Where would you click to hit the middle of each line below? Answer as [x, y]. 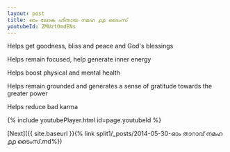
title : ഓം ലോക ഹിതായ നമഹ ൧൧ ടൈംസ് [68, 20]
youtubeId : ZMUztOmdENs [42, 26]
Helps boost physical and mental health [64, 73]
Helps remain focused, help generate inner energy [79, 59]
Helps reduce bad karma [43, 107]
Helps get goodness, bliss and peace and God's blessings [90, 46]
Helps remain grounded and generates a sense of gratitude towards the [110, 86]
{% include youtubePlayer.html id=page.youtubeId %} [84, 120]
